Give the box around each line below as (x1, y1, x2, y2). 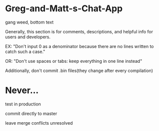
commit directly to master (5, 110, 57, 116)
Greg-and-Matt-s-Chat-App (5, 3, 123, 14)
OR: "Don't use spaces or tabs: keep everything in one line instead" (5, 58, 142, 64)
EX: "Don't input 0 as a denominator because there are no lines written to (5, 43, 154, 49)
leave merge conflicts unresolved (5, 120, 73, 126)
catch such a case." (5, 49, 45, 54)
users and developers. (5, 34, 51, 40)
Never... (5, 85, 39, 96)
